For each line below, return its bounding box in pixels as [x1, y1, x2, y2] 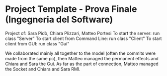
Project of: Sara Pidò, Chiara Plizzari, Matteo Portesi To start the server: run [5, 30, 160, 36]
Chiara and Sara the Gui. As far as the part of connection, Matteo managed [5, 61, 159, 67]
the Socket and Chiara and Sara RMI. [5, 66, 81, 72]
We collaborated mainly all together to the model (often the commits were [5, 50, 156, 56]
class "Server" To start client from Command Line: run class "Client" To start [5, 36, 162, 41]
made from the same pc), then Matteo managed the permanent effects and [5, 55, 159, 61]
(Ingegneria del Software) [5, 14, 113, 25]
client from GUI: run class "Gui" [5, 40, 70, 46]
